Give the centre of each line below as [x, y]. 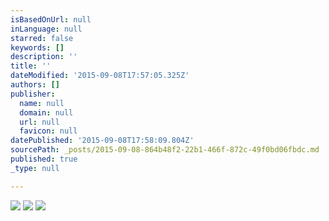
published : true [44, 159]
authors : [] [35, 85]
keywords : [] [37, 47]
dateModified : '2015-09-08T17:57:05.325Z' [100, 76]
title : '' [31, 66]
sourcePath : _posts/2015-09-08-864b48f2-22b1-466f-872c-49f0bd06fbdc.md [165, 150]
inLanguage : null [46, 29]
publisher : [33, 94]
